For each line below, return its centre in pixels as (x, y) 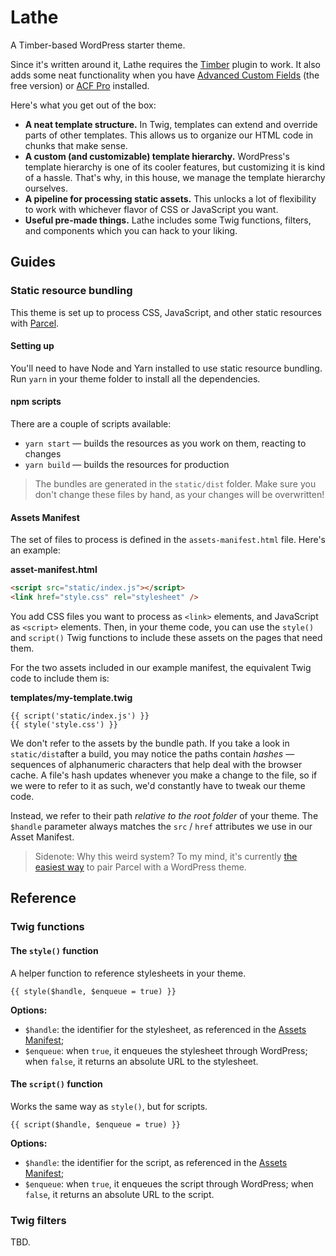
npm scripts (36, 402)
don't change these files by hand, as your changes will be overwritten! (179, 495)
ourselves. (46, 188)
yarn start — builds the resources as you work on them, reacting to (165, 443)
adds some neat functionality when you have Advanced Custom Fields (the (165, 75)
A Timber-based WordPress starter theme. (98, 45)
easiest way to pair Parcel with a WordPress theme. (140, 867)
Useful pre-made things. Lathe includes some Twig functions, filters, (168, 220)
